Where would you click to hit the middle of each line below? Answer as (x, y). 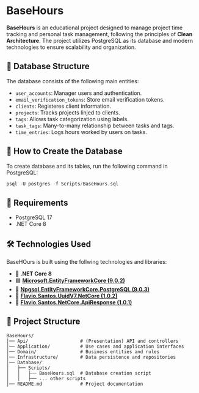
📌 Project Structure (43, 322)
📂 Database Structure (48, 66)
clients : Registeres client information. (63, 106)
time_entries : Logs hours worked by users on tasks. (81, 132)
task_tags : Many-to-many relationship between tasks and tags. (95, 125)
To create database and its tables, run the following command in (87, 166)
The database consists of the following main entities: (73, 81)
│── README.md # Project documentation (75, 384)
